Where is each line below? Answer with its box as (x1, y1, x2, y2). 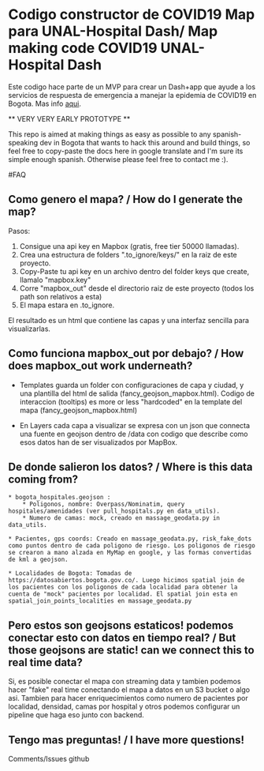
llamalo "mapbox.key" (19, 275, 91, 284)
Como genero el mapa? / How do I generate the (8, 193, 243, 206)
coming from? (8, 472, 79, 486)
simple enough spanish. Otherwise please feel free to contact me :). (8, 154, 229, 164)
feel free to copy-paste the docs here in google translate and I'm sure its (8, 146, 244, 156)
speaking (8, 137, 39, 147)
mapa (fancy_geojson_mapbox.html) (19, 405, 138, 415)
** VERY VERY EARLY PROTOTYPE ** (8, 114, 131, 123)
